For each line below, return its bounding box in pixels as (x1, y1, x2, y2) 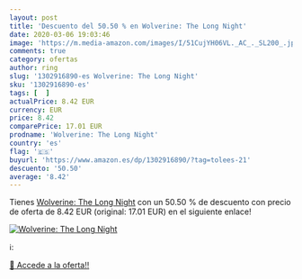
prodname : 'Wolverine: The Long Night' (9, 130, 159, 139)
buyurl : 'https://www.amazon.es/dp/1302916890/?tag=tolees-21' (9, 155, 252, 165)
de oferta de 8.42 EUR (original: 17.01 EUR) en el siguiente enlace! (9, 206, 252, 217)
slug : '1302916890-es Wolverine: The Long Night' (9, 72, 200, 81)
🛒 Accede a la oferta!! (9, 260, 90, 271)
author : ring (9, 64, 58, 73)
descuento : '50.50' (9, 164, 83, 173)
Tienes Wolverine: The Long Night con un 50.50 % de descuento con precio (9, 197, 292, 208)
